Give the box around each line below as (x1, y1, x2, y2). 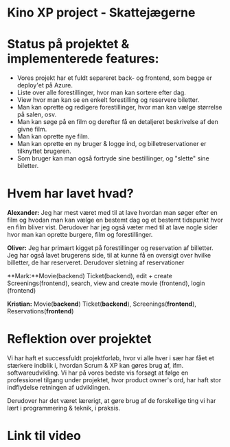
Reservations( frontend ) (7, 307, 74, 315)
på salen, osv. (16, 110, 57, 118)
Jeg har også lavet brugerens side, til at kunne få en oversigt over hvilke (7, 251, 211, 260)
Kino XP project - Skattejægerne (7, 5, 196, 21)
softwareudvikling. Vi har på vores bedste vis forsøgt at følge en (7, 368, 189, 377)
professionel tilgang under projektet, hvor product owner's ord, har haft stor (7, 376, 222, 384)
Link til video (7, 428, 81, 444)
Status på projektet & (7, 37, 130, 52)
